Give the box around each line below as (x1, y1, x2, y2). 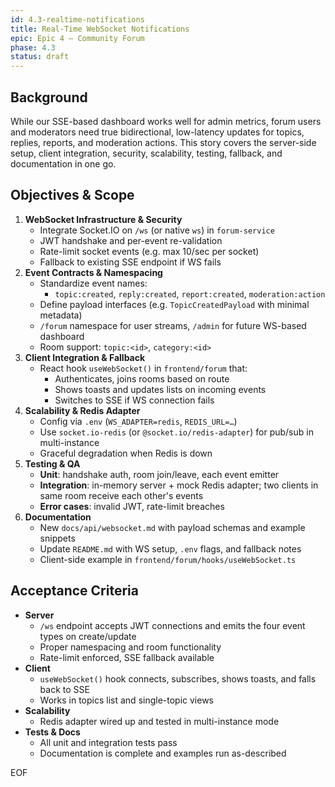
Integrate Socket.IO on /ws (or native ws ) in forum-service (39, 224, 275, 236)
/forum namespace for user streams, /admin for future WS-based (39, 319, 307, 331)
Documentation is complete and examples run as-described (39, 747, 287, 759)
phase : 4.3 (10, 42, 56, 53)
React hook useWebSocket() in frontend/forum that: (39, 362, 248, 374)
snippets (39, 532, 76, 544)
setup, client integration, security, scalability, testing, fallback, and (10, 147, 283, 159)
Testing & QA (24, 457, 81, 470)
